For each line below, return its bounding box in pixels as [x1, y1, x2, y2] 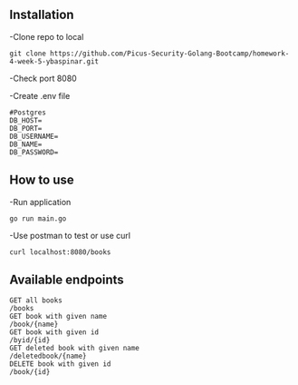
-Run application [9, 196, 72, 207]
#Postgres [9, 108, 47, 117]
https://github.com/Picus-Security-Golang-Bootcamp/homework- [49, 49, 290, 58]
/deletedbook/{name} [9, 351, 88, 361]
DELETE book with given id [9, 360, 111, 369]
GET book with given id [9, 328, 100, 337]
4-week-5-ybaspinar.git [9, 56, 100, 66]
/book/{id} [9, 368, 51, 377]
